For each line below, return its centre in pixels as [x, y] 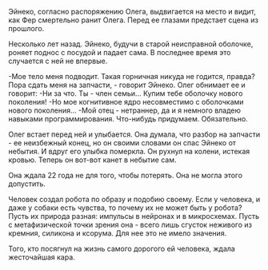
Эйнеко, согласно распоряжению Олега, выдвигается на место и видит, [132, 12]
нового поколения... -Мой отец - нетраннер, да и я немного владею [125, 110]
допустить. [27, 184]
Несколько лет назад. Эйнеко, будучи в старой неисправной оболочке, [131, 44]
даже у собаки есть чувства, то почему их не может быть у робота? [125, 208]
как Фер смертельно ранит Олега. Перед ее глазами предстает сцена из [133, 20]
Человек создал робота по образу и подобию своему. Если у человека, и [134, 199]
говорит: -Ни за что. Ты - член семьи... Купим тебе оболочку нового [126, 93]
